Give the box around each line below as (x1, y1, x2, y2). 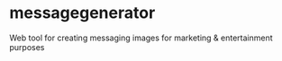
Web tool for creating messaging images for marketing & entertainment (9, 32, 273, 43)
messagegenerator (9, 3, 156, 23)
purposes (9, 41, 45, 52)
